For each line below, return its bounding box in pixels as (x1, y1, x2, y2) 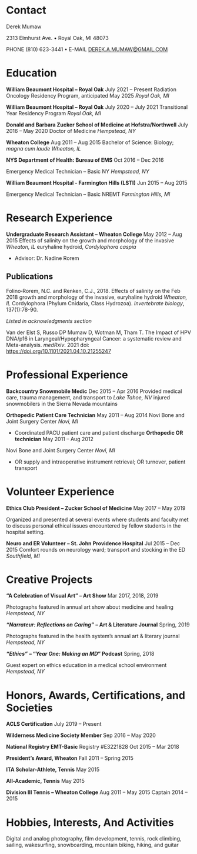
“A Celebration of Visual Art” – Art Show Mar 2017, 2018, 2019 (6, 592, 159, 599)
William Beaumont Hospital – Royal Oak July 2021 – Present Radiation (6, 86, 176, 93)
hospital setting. (6, 528, 45, 535)
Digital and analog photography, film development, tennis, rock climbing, (6, 835, 182, 842)
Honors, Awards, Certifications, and (6, 689, 185, 702)
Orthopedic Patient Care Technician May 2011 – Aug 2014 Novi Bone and (6, 411, 185, 418)
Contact (6, 4, 46, 17)
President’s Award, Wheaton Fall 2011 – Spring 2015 (6, 755, 134, 762)
